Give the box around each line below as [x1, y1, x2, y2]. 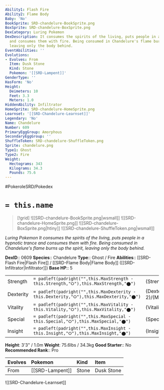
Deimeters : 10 [9, 89, 38, 94]
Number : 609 [5, 125, 29, 130]
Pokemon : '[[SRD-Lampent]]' [9, 71, 67, 76]
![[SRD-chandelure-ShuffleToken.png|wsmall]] [61, 225, 155, 232]
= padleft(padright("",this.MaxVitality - [33, 302, 133, 308]
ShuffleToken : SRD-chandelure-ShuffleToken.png [5, 138, 104, 144]
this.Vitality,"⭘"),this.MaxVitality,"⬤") [33, 307, 136, 312]
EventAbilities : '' [5, 48, 45, 53]
